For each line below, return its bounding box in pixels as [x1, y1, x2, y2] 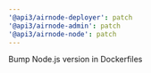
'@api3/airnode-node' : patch [8, 29, 117, 38]
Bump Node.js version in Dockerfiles [8, 54, 143, 65]
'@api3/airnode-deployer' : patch [8, 12, 133, 22]
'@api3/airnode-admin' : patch [8, 21, 122, 30]
